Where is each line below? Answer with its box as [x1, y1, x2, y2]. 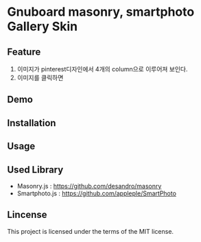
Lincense [7, 209, 47, 221]
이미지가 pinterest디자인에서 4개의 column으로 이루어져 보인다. [16, 65, 188, 73]
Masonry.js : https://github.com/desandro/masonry [16, 182, 162, 190]
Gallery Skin [7, 19, 78, 34]
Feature [7, 46, 41, 58]
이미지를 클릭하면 [16, 73, 64, 82]
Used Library [7, 164, 64, 176]
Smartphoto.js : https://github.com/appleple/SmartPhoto [16, 189, 177, 197]
